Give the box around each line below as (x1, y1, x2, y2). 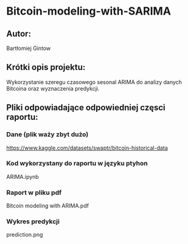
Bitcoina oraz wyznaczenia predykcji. (6, 85, 100, 92)
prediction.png (6, 231, 43, 239)
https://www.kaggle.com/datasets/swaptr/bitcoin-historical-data (6, 144, 169, 152)
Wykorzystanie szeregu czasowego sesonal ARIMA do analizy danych (6, 78, 183, 86)
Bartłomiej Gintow (6, 44, 51, 52)
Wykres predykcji (6, 217, 60, 226)
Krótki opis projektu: (6, 62, 86, 72)
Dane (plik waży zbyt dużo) (6, 130, 89, 139)
